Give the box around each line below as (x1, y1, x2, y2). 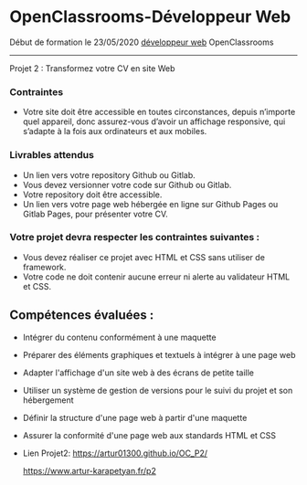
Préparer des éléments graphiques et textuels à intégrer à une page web (22, 349, 296, 360)
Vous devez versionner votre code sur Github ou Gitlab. (22, 179, 232, 190)
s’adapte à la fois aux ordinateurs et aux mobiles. (22, 126, 207, 137)
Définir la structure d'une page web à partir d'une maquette (22, 412, 248, 423)
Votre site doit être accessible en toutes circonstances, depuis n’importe (22, 107, 296, 118)
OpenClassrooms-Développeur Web (9, 6, 291, 27)
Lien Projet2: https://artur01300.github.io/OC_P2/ (22, 448, 208, 459)
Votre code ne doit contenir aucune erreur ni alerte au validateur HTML (22, 271, 291, 282)
